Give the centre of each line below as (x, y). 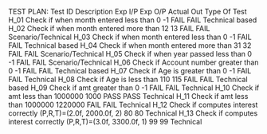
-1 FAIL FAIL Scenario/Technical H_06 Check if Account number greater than (133, 62)
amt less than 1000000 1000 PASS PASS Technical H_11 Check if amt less (128, 96)
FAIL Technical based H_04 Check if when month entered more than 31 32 (130, 45)
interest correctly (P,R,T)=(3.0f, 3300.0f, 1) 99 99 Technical (105, 122)
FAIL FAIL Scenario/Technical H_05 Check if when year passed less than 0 (130, 54)
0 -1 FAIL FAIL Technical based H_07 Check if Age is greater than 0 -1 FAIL (130, 71)
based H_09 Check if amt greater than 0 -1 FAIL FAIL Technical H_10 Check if (134, 88)
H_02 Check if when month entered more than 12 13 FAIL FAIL (109, 28)
